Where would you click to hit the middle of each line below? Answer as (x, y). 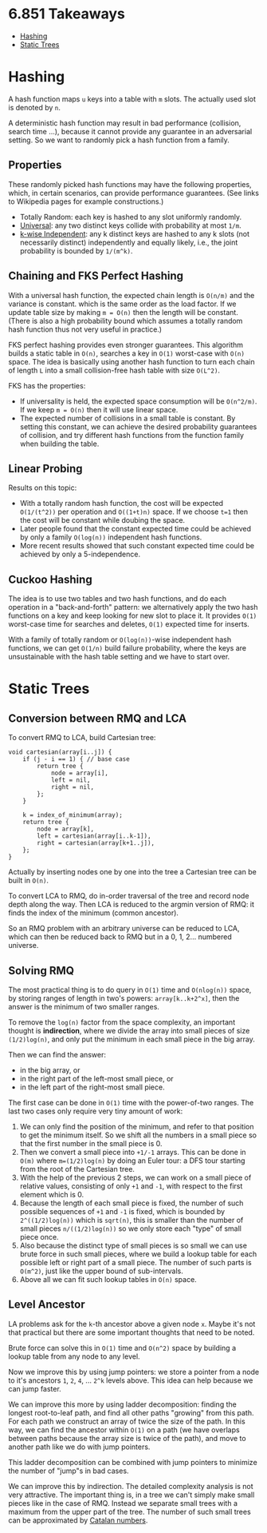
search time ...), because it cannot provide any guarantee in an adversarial (130, 131)
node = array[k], (65, 829)
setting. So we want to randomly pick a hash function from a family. (119, 140)
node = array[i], (80, 773)
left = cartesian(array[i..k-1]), (94, 836)
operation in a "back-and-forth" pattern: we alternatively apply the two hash (133, 607)
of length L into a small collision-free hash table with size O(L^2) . (114, 370)
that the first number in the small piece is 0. (91, 1143)
